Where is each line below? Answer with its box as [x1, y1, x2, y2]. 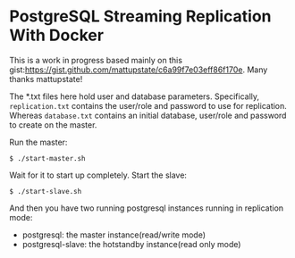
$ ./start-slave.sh [9, 187, 82, 196]
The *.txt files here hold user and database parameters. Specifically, [9, 91, 260, 102]
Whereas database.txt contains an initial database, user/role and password [9, 110, 287, 121]
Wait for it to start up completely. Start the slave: [9, 170, 188, 180]
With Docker [9, 25, 105, 46]
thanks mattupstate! [9, 73, 83, 84]
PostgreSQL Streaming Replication [9, 6, 272, 27]
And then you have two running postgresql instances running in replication [9, 203, 284, 213]
